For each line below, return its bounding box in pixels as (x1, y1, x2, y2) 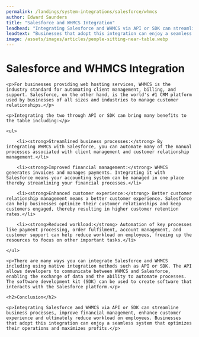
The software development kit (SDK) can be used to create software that (6, 278, 192, 285)
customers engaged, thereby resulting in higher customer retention (6, 206, 179, 212)
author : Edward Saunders (6, 14, 68, 20)
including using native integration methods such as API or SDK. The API (6, 263, 192, 269)
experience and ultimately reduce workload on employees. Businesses (6, 315, 182, 321)
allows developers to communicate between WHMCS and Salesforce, (6, 268, 171, 274)
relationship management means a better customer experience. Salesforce (6, 195, 192, 202)
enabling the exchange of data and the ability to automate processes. (6, 274, 187, 279)
